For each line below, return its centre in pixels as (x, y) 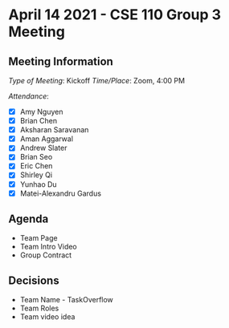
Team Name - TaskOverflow (67, 300)
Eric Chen (36, 166)
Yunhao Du (39, 184)
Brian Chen (39, 121)
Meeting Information (61, 61)
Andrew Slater (43, 148)
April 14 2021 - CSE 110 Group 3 (115, 15)
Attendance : (29, 96)
